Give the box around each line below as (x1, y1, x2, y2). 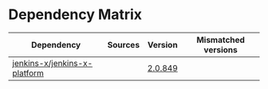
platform (12, 68, 44, 79)
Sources (107, 39, 140, 50)
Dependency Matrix (8, 6, 142, 24)
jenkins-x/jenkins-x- (12, 57, 93, 68)
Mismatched (196, 34, 246, 45)
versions (203, 44, 238, 55)
